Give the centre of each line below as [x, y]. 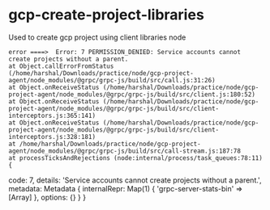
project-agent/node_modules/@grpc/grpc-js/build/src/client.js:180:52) [132, 94]
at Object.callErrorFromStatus [61, 66]
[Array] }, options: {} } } [47, 197]
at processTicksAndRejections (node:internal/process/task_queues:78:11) [136, 158]
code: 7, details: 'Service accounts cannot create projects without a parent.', [135, 180]
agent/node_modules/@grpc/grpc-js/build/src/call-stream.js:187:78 [125, 151]
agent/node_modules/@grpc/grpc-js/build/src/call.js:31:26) [112, 80]
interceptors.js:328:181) [52, 136]
